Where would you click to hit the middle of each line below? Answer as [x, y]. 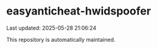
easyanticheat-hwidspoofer [78, 11]
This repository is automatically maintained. [61, 39]
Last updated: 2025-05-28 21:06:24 [51, 28]
